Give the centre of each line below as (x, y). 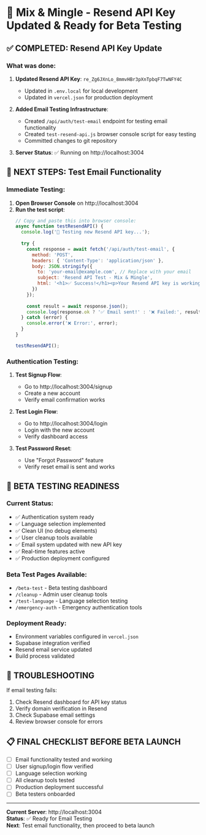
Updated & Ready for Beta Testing (94, 25)
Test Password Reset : (43, 448)
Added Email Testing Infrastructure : (62, 109)
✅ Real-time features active (50, 551)
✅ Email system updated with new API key (69, 544)
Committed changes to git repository (71, 140)
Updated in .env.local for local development (81, 91)
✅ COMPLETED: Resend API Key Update (84, 48)
